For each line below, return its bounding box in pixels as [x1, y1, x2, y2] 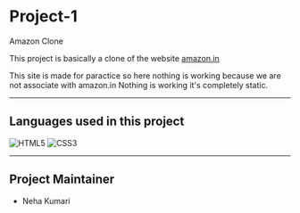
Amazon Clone [9, 36, 64, 46]
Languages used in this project [9, 114, 185, 129]
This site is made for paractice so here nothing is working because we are [9, 70, 281, 81]
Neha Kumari [21, 195, 71, 206]
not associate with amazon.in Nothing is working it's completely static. [9, 79, 269, 90]
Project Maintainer [9, 172, 115, 187]
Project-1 [9, 6, 78, 27]
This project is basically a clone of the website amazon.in [9, 53, 221, 63]
